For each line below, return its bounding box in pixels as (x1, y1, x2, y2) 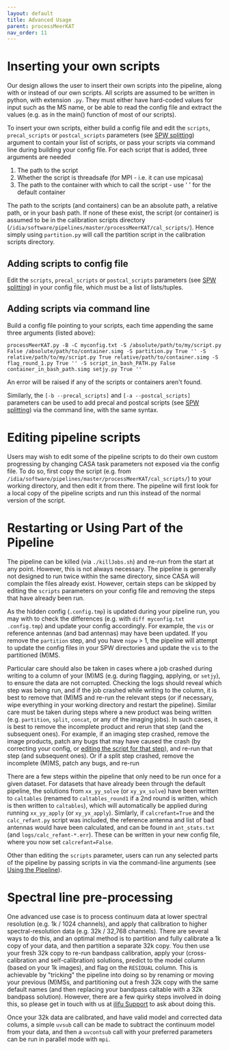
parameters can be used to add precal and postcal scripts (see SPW (7, 398, 200, 407)
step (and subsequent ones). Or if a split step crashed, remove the (7, 752, 194, 760)
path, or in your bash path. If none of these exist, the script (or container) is (7, 208, 219, 217)
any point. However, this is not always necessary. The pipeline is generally (7, 564, 217, 573)
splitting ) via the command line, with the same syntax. (7, 405, 159, 414)
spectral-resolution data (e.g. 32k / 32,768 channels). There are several (7, 927, 209, 935)
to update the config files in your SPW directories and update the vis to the (7, 643, 219, 652)
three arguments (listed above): (7, 329, 96, 337)
